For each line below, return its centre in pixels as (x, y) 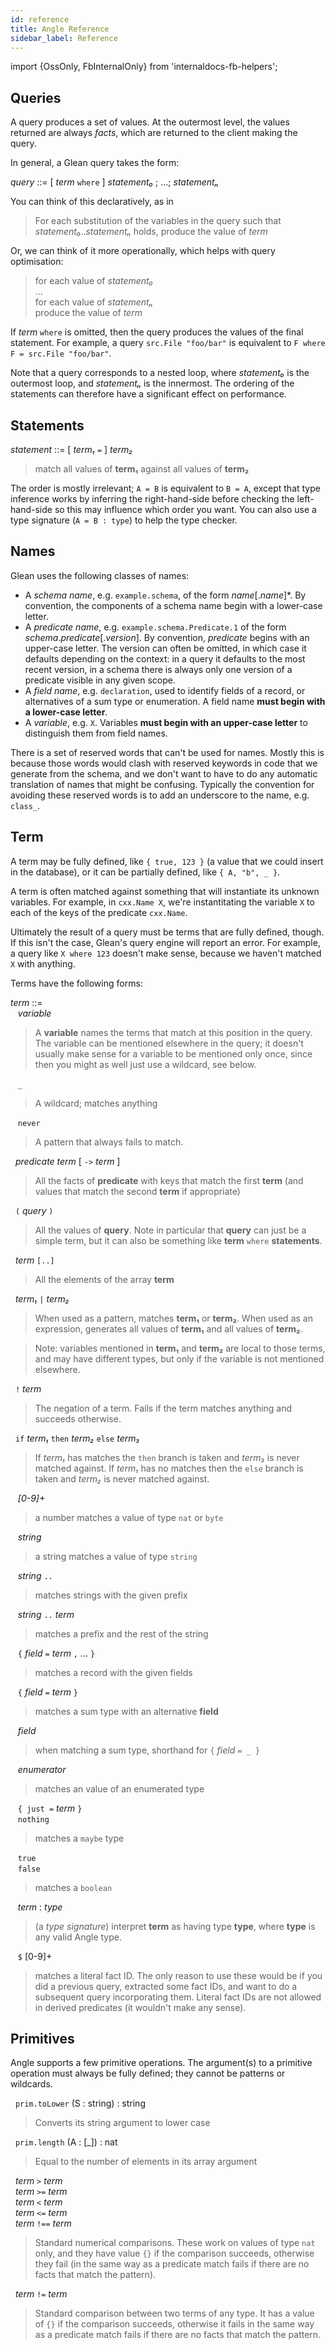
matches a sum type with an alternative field (126, 1711)
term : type (40, 1907)
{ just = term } (50, 1808)
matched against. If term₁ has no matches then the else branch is (169, 1468)
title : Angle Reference (60, 29)
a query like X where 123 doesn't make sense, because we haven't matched (166, 953)
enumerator (42, 1769)
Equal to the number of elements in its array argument (146, 2162)
